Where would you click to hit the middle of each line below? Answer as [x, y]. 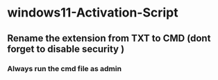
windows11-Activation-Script [93, 13]
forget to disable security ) [66, 49]
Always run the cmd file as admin [65, 68]
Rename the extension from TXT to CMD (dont [109, 38]
